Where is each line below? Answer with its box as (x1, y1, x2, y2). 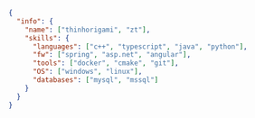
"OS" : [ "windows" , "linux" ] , (32, 68, 143, 77)
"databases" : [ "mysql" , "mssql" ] (32, 76, 159, 85)
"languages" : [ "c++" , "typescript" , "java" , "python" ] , (32, 41, 248, 51)
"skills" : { (24, 33, 70, 42)
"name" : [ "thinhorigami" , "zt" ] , (24, 25, 151, 34)
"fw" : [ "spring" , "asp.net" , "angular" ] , (32, 50, 192, 59)
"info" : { (16, 16, 53, 26)
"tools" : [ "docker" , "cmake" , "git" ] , (32, 59, 179, 68)
